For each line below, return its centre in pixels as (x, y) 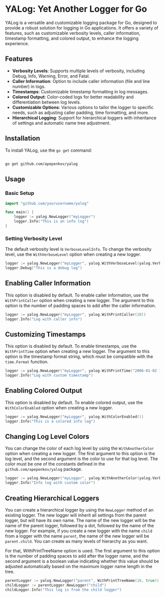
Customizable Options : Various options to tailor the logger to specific (83, 107)
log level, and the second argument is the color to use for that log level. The (82, 459)
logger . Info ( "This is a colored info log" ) (50, 421)
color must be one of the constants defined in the (55, 464)
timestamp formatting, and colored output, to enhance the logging (72, 38)
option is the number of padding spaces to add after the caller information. (81, 305)
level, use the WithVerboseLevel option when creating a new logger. (73, 254)
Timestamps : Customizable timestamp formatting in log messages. (80, 91)
